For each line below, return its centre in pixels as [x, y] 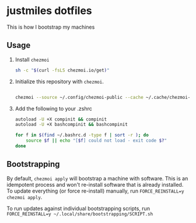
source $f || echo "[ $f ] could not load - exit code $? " [97, 141]
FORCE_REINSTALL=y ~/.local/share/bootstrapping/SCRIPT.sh [80, 214]
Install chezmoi [32, 59]
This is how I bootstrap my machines [51, 27]
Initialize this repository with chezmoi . [59, 81]
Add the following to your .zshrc [53, 108]
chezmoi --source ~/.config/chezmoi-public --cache [79, 97]
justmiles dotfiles [49, 11]
